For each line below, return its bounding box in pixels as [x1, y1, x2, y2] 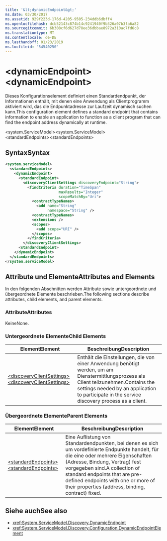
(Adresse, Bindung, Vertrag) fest [65, 458, 141, 465]
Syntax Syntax [5, 148, 50, 157]
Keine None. [5, 320, 29, 326]
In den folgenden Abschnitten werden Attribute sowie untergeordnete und [5, 286, 157, 292]
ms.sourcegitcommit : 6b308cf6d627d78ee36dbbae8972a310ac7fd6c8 [5, 26, 139, 31]
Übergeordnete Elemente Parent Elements [5, 412, 108, 419]
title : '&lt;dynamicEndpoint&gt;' [5, 7, 77, 12]
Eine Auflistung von [65, 433, 111, 440]
